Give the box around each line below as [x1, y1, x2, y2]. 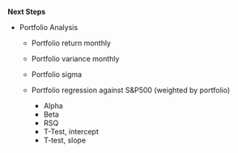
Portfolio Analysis [19, 23, 79, 32]
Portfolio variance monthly [31, 54, 120, 63]
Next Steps [7, 7, 46, 16]
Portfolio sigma [31, 70, 83, 79]
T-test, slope [43, 135, 87, 145]
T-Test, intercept [43, 127, 99, 136]
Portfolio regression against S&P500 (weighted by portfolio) [31, 85, 231, 95]
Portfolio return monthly [31, 38, 111, 48]
